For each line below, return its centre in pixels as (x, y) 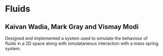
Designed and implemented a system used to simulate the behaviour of (76, 38)
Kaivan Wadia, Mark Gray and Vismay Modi (72, 27)
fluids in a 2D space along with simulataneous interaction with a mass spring (82, 43)
